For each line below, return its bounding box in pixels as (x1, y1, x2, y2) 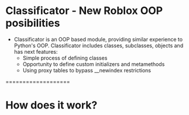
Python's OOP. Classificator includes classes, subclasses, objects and (13, 42, 184, 49)
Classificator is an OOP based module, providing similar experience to (13, 36, 183, 43)
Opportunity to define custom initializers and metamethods (22, 60, 165, 68)
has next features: (13, 48, 58, 55)
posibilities (5, 16, 60, 30)
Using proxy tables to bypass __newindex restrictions (22, 67, 152, 74)
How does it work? (5, 99, 98, 112)
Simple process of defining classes (22, 54, 108, 61)
